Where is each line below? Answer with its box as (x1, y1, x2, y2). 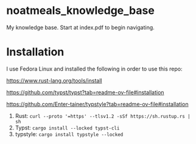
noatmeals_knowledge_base (6, 4, 155, 18)
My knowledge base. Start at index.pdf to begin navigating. (6, 24, 155, 31)
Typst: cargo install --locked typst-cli (15, 124, 120, 131)
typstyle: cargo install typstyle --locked (15, 130, 124, 137)
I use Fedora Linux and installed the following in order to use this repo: (6, 65, 183, 72)
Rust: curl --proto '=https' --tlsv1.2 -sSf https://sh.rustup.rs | (15, 112, 191, 119)
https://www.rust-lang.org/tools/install (6, 77, 102, 84)
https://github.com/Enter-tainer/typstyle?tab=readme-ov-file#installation (6, 100, 189, 108)
